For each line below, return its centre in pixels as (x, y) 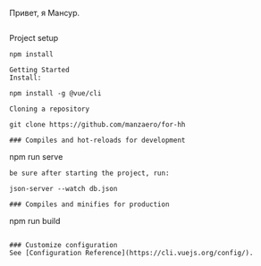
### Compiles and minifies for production (89, 204)
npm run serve (36, 157)
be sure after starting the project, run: (89, 173)
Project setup (34, 38)
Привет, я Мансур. (45, 13)
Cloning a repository (50, 109)
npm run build (35, 221)
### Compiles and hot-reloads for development (97, 140)
